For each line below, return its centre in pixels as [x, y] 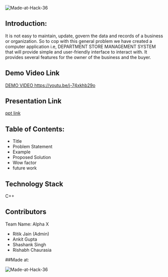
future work [25, 168]
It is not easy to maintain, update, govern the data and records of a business [84, 36]
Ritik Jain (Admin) [31, 234]
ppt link [13, 113]
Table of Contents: [35, 129]
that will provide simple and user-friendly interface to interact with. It [76, 52]
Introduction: [26, 23]
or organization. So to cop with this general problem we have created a [79, 41]
